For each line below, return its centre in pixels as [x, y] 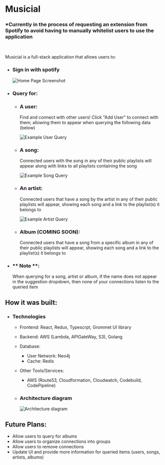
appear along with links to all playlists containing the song [78, 166]
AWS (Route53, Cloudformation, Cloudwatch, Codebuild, [84, 380]
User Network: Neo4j [49, 356]
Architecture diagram [46, 398]
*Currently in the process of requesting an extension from [76, 25]
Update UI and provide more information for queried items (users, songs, [86, 452]
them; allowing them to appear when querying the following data [85, 122]
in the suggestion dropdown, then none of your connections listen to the [85, 282]
